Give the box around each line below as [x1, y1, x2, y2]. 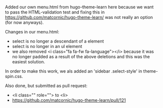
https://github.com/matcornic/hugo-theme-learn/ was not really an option [5, 15, 153, 20]
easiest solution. [12, 59, 45, 64]
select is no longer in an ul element [12, 44, 83, 49]
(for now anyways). [5, 19, 44, 25]
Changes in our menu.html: [5, 29, 59, 34]
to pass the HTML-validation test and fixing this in [5, 9, 105, 15]
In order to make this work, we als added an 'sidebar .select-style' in [5, 68, 143, 74]
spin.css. [5, 74, 23, 79]
